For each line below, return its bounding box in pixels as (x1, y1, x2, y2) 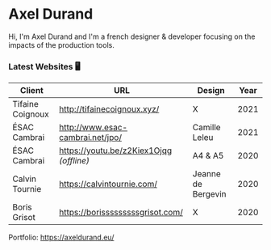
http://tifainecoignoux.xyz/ (59, 104, 160, 115)
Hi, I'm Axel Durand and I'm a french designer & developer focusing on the (8, 32, 256, 41)
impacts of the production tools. (8, 40, 115, 49)
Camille (192, 122, 221, 133)
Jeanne (192, 168, 222, 180)
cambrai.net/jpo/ (59, 132, 123, 143)
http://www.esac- (59, 122, 127, 133)
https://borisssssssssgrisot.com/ (59, 207, 183, 218)
